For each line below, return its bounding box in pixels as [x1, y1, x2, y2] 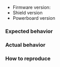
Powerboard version [12, 15, 55, 21]
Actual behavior [5, 41, 46, 48]
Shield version [12, 10, 43, 16]
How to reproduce [5, 55, 51, 62]
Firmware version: [12, 5, 51, 10]
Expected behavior [5, 27, 53, 35]
